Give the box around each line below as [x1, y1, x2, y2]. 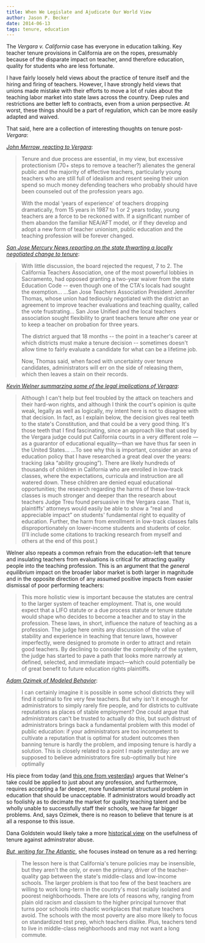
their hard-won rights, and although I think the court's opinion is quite [21, 401, 196, 408]
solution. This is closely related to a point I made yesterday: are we [21, 747, 189, 755]
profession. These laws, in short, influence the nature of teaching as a [21, 619, 198, 627]
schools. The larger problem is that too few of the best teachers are [21, 879, 192, 887]
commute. [21, 931, 47, 939]
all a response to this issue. [6, 818, 75, 825]
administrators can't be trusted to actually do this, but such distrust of [21, 715, 197, 722]
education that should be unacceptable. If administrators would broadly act [6, 792, 195, 799]
